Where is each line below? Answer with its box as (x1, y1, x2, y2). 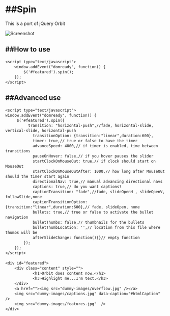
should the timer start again (5, 174, 70, 179)
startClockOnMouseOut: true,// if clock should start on (32, 159, 156, 164)
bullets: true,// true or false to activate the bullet (32, 209, 154, 215)
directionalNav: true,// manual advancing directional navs (32, 179, 163, 184)
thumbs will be (5, 230, 38, 235)
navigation (5, 215, 29, 220)
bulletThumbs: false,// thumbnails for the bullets (32, 220, 145, 225)
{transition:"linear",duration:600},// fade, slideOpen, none (5, 204, 140, 209)
